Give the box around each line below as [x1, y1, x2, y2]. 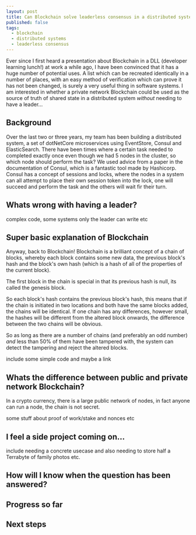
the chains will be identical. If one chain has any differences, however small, [6, 308, 188, 315]
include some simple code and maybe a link [6, 355, 112, 363]
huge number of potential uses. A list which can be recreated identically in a [6, 70, 189, 77]
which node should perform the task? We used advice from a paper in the [6, 158, 183, 165]
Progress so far [6, 499, 63, 509]
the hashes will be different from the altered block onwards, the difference [6, 314, 185, 321]
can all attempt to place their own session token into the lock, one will [6, 177, 173, 184]
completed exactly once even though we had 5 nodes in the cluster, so [6, 152, 176, 159]
